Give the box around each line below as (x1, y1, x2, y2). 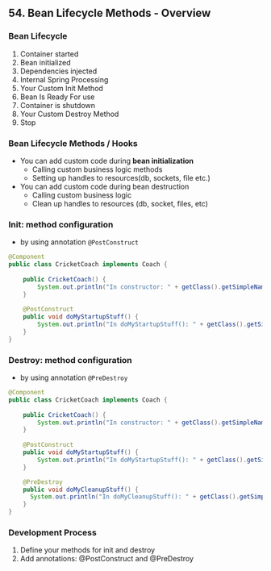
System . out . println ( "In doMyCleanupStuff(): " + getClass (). (29, 493, 240, 501)
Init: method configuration (8, 219, 114, 230)
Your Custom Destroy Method (19, 109, 119, 119)
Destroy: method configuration (8, 354, 133, 365)
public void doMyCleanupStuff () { (23, 486, 139, 494)
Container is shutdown (19, 100, 95, 110)
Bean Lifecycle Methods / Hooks (8, 137, 139, 148)
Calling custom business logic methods (31, 165, 163, 174)
